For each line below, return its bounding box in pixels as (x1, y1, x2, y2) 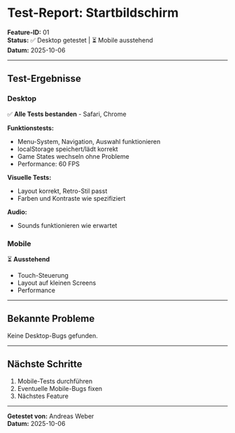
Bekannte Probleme (7, 313, 95, 325)
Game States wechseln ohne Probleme (17, 152, 129, 160)
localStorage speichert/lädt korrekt (17, 145, 118, 153)
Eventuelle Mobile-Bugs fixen (17, 384, 103, 392)
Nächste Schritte (7, 358, 83, 370)
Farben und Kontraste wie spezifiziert (17, 194, 126, 202)
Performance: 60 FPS (17, 159, 80, 168)
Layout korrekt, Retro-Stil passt (17, 187, 108, 195)
